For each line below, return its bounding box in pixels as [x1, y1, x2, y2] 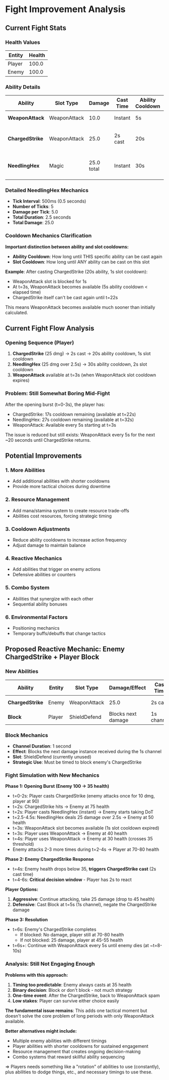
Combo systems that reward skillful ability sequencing [12, 1054, 125, 1060]
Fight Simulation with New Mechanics [5, 772, 100, 779]
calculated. [5, 309, 29, 315]
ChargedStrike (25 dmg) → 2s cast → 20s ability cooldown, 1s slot [12, 351, 151, 357]
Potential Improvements [5, 452, 82, 460]
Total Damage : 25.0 [12, 220, 54, 226]
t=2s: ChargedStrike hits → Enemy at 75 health [12, 803, 110, 809]
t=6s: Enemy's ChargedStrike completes [12, 926, 97, 932]
